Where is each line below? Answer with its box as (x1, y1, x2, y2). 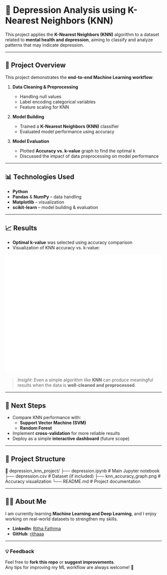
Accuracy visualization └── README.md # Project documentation (5, 479, 141, 484)
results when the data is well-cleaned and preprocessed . (17, 382, 136, 388)
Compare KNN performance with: (12, 415, 81, 421)
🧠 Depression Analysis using (5, 4, 126, 16)
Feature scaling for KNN (19, 104, 70, 110)
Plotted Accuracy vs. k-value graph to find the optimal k (19, 147, 136, 153)
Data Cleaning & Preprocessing (12, 84, 79, 90)
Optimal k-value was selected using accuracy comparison (12, 239, 133, 245)
